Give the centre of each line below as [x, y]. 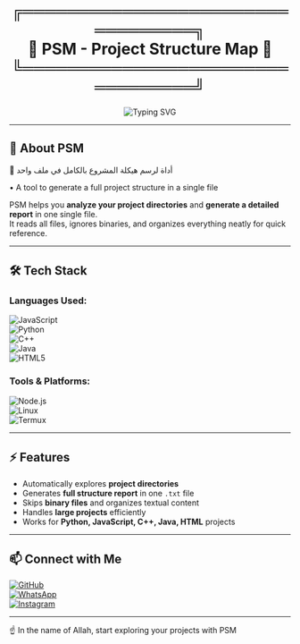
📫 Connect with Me [66, 559]
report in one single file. [54, 214]
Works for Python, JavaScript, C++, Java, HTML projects [129, 521]
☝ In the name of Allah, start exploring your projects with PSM [123, 631]
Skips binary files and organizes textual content [110, 503]
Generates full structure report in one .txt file [108, 493]
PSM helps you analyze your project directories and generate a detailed [144, 204]
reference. [28, 233]
